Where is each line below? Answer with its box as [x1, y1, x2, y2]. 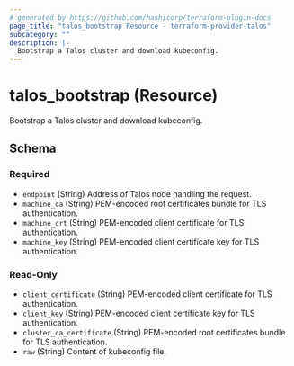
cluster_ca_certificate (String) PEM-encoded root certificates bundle [22, 327, 286, 338]
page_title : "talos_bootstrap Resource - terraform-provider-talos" [9, 22, 272, 31]
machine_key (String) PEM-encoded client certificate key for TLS [22, 236, 260, 247]
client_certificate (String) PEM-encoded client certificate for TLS [22, 289, 272, 299]
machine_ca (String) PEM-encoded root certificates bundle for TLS [22, 198, 267, 209]
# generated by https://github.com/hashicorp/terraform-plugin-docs [9, 13, 272, 22]
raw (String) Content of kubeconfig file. [22, 346, 167, 357]
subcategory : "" [9, 30, 70, 39]
